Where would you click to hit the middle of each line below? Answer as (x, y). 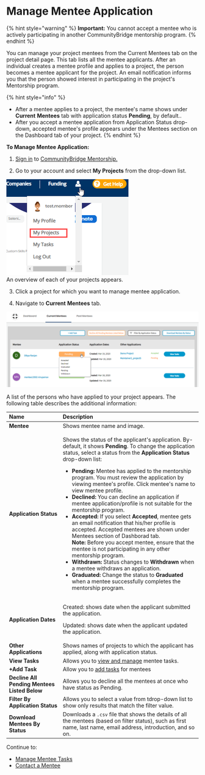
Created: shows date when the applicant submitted (127, 607)
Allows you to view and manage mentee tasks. (120, 661)
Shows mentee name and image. (104, 425)
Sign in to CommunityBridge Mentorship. (66, 159)
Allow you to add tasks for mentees (107, 669)
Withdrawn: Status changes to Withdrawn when (133, 562)
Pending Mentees (32, 684)
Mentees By (25, 724)
